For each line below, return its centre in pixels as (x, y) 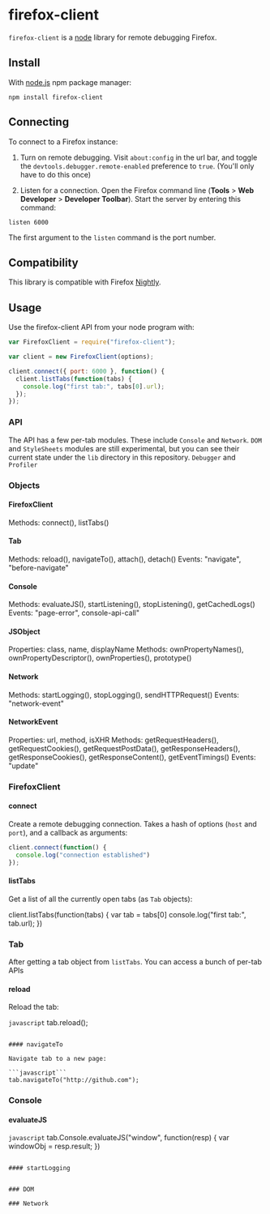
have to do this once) (56, 174)
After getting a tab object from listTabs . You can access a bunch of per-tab (135, 962)
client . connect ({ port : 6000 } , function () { (86, 371)
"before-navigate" (39, 567)
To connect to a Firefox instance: (63, 141)
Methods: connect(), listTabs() (59, 522)
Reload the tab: (34, 1007)
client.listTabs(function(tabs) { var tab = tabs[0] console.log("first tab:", (127, 914)
